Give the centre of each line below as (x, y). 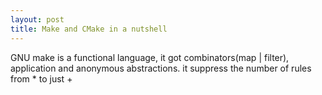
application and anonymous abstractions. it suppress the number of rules (161, 68)
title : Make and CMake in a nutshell (89, 29)
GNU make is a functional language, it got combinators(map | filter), (150, 57)
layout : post (37, 19)
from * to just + (41, 78)
